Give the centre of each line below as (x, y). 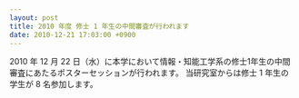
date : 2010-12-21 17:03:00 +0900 (73, 34)
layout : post (34, 18)
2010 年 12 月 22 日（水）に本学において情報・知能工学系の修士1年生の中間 (150, 62)
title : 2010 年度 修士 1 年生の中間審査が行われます (100, 26)
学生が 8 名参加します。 (54, 84)
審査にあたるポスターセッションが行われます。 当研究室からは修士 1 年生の (149, 73)
